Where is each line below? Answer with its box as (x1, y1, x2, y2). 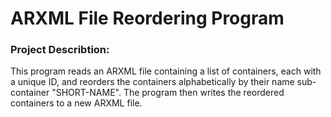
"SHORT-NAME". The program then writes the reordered (51, 87, 285, 99)
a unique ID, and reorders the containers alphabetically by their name (10, 76, 295, 88)
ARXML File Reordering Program (10, 7, 285, 30)
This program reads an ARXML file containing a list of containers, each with (10, 65, 322, 77)
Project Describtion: (10, 43, 110, 57)
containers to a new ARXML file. (10, 97, 143, 109)
